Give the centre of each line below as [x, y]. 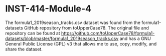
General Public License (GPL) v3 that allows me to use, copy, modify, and [81, 43]
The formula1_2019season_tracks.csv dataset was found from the [73, 22]
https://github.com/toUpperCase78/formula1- [108, 33]
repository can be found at [33, 33]
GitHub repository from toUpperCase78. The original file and [87, 27]
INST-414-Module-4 [48, 9]
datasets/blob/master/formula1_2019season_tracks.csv [62, 38]
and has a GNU [135, 38]
